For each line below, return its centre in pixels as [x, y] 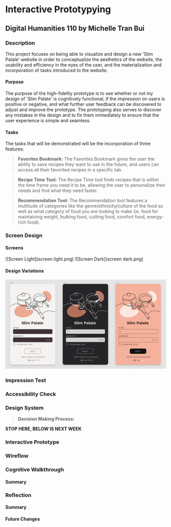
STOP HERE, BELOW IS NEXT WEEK [43, 429]
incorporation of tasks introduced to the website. [57, 70]
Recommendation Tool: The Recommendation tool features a [82, 201]
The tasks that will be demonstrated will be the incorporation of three [78, 144]
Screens [14, 248]
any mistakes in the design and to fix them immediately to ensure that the [82, 115]
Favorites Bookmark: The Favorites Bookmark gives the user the [86, 159]
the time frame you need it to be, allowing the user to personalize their [92, 185]
